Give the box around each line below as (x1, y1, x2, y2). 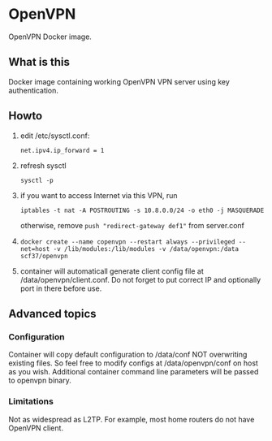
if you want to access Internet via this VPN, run (19, 190, 178, 200)
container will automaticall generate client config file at (19, 266, 205, 276)
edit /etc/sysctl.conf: (19, 131, 90, 141)
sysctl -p (19, 176, 54, 184)
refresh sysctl (19, 160, 67, 171)
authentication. (8, 85, 59, 95)
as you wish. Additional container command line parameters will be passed (8, 367, 259, 377)
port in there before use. (19, 283, 102, 293)
